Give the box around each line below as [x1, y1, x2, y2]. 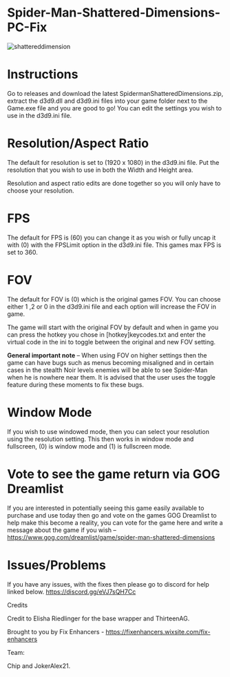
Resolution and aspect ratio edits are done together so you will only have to [7, 179, 221, 187]
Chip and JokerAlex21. [7, 661, 71, 670]
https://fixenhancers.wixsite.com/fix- [105, 627, 211, 636]
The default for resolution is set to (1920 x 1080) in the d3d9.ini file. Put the [7, 158, 220, 166]
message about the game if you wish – [7, 526, 117, 534]
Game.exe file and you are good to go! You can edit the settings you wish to [7, 104, 222, 112]
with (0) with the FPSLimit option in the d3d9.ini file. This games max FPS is [7, 240, 222, 249]
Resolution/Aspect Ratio [7, 136, 149, 151]
